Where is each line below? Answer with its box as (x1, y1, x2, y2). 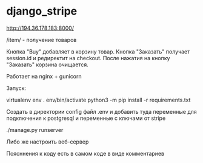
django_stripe (6, 4, 78, 18)
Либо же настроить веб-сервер (6, 138, 89, 145)
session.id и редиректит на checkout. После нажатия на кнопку (6, 54, 170, 61)
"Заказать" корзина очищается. (6, 61, 89, 68)
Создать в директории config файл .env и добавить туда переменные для (6, 108, 197, 115)
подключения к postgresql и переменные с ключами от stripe (6, 114, 166, 122)
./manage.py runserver (6, 126, 64, 133)
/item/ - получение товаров (6, 36, 77, 43)
